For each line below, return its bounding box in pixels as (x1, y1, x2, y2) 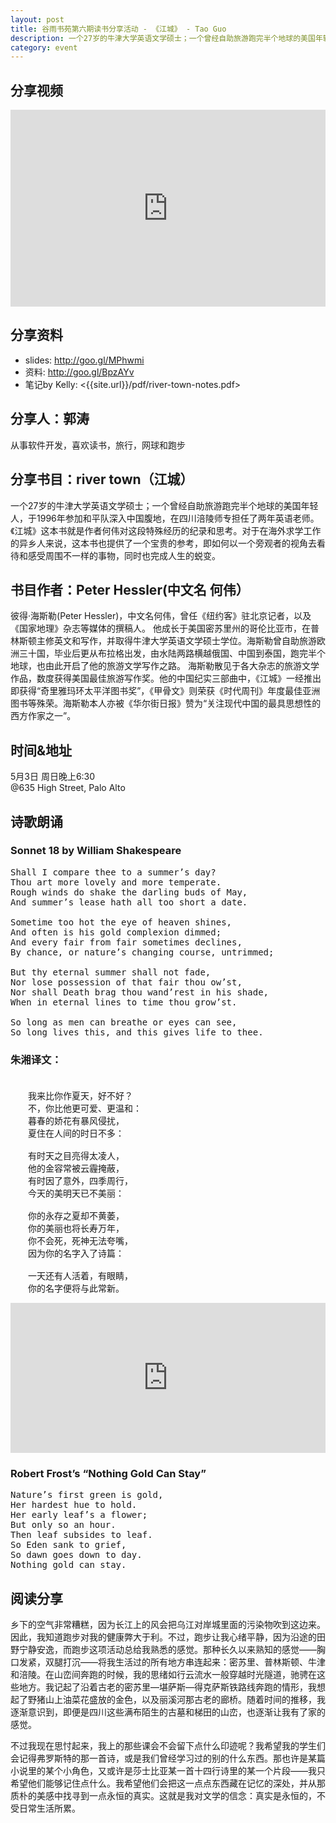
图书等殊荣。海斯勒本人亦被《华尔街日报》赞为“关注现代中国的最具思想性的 (10, 697, 322, 710)
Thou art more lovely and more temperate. (10, 876, 222, 888)
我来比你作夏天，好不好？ (27, 1091, 133, 1102)
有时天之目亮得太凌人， (27, 1151, 125, 1162)
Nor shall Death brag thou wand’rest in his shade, (10, 986, 270, 998)
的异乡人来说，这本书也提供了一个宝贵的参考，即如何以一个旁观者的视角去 (10, 537, 317, 549)
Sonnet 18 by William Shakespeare (10, 844, 182, 858)
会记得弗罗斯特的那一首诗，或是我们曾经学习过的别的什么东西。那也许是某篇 (10, 1752, 326, 1765)
